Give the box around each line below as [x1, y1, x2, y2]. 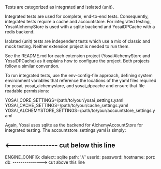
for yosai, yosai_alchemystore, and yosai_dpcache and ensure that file [5, 83, 145, 89]
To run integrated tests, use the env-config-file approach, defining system [5, 73, 153, 78]
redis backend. [5, 29, 35, 34]
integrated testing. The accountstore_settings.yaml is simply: [5, 127, 126, 133]
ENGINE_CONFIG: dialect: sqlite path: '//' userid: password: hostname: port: [5, 154, 156, 160]
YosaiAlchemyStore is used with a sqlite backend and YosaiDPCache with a [5, 24, 155, 30]
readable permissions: [5, 88, 49, 93]
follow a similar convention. [5, 63, 59, 69]
